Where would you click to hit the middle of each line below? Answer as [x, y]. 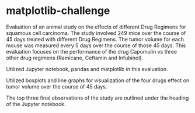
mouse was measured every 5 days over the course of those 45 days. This [96, 45]
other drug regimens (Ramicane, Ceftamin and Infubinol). [75, 58]
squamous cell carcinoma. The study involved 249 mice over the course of [96, 33]
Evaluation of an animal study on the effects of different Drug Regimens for [96, 27]
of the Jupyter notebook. [36, 104]
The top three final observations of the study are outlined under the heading [97, 98]
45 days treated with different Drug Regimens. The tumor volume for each [95, 39]
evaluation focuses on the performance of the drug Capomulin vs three [92, 51]
